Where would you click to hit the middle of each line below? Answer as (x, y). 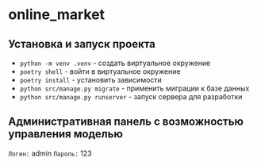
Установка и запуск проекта (82, 44)
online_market (57, 15)
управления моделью (65, 134)
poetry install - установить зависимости (91, 80)
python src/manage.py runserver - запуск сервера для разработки (131, 97)
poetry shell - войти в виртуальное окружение (100, 71)
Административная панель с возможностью (126, 122)
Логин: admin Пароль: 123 (50, 153)
